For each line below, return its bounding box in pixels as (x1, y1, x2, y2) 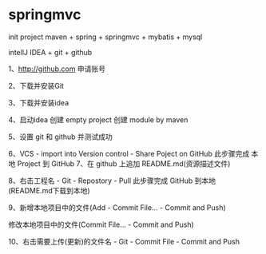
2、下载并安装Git (8, 81, 64, 90)
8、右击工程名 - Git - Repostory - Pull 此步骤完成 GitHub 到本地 (8, 176, 216, 185)
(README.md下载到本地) (8, 185, 90, 195)
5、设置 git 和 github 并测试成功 (8, 132, 113, 141)
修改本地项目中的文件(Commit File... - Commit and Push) (8, 220, 194, 229)
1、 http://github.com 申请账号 (8, 64, 106, 73)
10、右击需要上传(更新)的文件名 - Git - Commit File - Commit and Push (8, 236, 240, 246)
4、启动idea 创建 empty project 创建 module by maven (8, 114, 189, 125)
